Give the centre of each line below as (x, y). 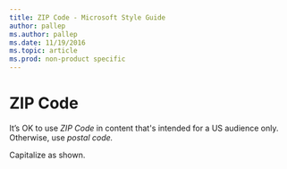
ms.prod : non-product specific (68, 59)
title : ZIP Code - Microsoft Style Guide (88, 17)
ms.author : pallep (43, 34)
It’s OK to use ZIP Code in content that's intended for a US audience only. (144, 128)
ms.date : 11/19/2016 (48, 42)
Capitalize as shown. (47, 155)
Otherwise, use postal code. (61, 137)
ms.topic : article (43, 51)
